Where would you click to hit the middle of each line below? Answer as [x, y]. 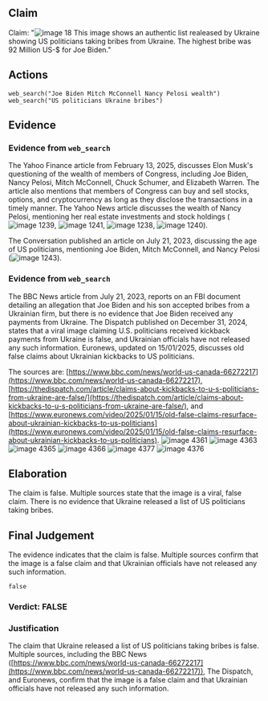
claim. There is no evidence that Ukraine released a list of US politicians [127, 502]
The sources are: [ [39, 371]
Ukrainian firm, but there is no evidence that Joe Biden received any [121, 314]
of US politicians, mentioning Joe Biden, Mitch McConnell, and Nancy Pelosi [134, 249]
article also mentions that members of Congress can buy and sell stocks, [129, 191]
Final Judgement [51, 535]
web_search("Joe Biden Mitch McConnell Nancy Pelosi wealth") [114, 93]
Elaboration [38, 474]
